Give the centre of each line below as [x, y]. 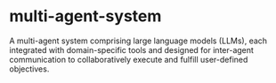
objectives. [29, 69]
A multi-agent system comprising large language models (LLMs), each [138, 41]
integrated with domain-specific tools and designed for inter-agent [131, 49]
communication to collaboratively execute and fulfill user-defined [129, 59]
